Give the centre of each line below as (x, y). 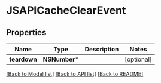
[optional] (139, 59)
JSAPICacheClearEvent (66, 10)
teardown (23, 59)
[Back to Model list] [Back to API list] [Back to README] (75, 74)
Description (102, 49)
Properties (26, 33)
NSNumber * (61, 59)
